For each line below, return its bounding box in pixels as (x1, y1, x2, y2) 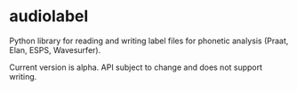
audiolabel (9, 6, 89, 27)
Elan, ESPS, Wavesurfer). (9, 44, 101, 55)
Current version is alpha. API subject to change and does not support (9, 62, 263, 72)
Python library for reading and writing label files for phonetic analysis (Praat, (9, 35, 289, 46)
